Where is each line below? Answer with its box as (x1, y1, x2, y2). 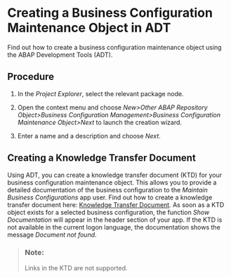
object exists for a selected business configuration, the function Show (7, 208, 210, 216)
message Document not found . (7, 230, 97, 239)
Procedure (7, 71, 55, 83)
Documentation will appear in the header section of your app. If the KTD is (7, 216, 223, 224)
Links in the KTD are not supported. (24, 263, 128, 272)
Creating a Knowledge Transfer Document (7, 152, 197, 164)
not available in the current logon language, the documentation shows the (7, 223, 221, 231)
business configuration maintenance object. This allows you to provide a (7, 178, 217, 187)
